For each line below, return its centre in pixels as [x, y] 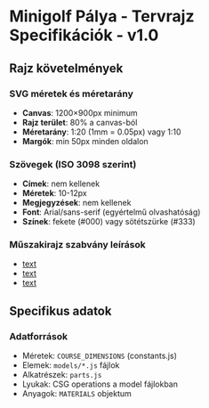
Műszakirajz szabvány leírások [78, 245]
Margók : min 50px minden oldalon [85, 141]
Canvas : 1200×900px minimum [80, 112]
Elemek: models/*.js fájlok [71, 365]
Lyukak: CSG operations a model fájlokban [100, 384]
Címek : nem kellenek [61, 184]
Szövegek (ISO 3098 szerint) [73, 164]
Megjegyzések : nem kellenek [76, 203]
